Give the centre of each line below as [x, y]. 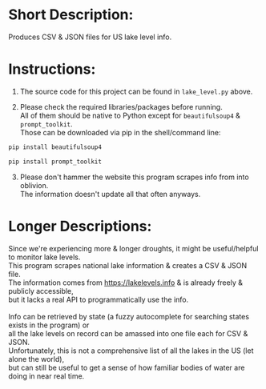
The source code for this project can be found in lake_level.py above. [136, 91]
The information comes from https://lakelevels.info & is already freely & [125, 283]
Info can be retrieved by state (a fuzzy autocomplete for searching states [129, 316]
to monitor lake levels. [44, 257]
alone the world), [36, 359]
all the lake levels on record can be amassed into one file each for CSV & [128, 333]
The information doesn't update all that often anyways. [110, 194]
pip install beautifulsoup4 [55, 147]
